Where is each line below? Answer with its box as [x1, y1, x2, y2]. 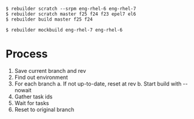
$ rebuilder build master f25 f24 [5, 16, 93, 22]
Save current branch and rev [14, 67, 86, 74]
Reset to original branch [14, 106, 75, 113]
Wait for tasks [14, 99, 49, 106]
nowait [14, 86, 32, 93]
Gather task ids [14, 93, 53, 100]
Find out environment [14, 73, 68, 81]
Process [5, 47, 48, 61]
